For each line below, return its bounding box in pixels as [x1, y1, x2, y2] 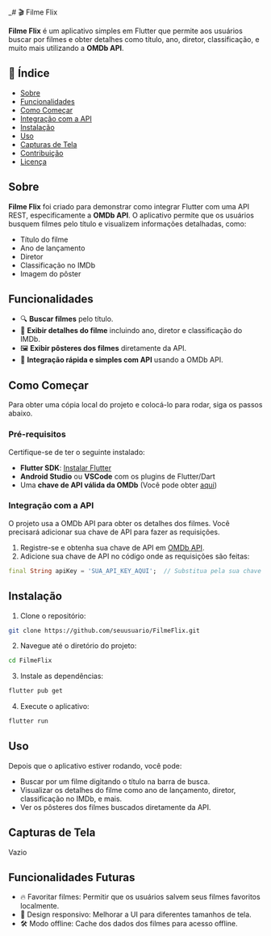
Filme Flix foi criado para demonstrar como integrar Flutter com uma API [8, 201, 250, 211]
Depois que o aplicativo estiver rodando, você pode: [8, 761, 182, 770]
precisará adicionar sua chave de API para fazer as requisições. [8, 527, 220, 537]
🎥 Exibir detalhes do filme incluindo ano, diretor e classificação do [19, 326, 243, 335]
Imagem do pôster [19, 268, 81, 278]
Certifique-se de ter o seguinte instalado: [8, 447, 145, 457]
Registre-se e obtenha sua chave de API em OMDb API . [19, 542, 205, 552]
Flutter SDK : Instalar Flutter [19, 462, 111, 472]
